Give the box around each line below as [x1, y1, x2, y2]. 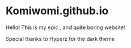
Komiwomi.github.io [5, 4, 109, 18]
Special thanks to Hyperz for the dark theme [5, 35, 115, 42]
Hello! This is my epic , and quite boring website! [5, 24, 126, 31]
